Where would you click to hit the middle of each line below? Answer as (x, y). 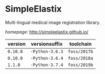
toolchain (81, 44)
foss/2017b (80, 51)
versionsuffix (47, 44)
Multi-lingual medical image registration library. (53, 22)
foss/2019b (80, 65)
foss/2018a (80, 58)
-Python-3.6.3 (47, 51)
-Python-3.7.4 (47, 65)
